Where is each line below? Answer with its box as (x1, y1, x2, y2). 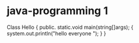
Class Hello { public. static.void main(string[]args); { (7, 24, 134, 31)
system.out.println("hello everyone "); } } (7, 29, 106, 37)
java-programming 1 (7, 4, 109, 18)
